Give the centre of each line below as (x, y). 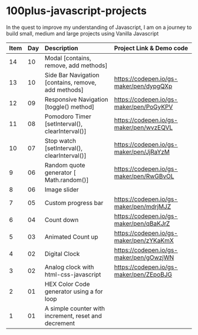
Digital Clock (62, 253)
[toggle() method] (69, 106)
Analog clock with (69, 267)
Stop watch (60, 141)
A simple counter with (75, 308)
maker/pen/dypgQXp (143, 86)
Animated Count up (71, 236)
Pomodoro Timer (68, 116)
